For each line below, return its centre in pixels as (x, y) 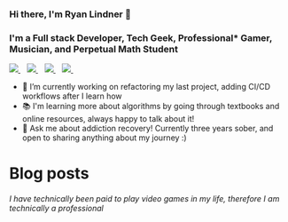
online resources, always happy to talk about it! (108, 119)
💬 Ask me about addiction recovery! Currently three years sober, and (148, 129)
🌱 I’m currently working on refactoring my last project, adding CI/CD (146, 87)
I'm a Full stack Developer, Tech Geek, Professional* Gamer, (141, 37)
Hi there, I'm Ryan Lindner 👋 (70, 14)
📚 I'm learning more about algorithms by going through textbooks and (151, 107)
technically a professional (56, 208)
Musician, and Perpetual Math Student (94, 49)
